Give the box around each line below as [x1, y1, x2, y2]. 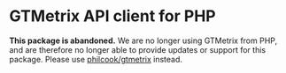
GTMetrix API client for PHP [9, 6, 216, 26]
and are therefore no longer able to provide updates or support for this [9, 44, 267, 55]
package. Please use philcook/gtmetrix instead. [9, 54, 183, 64]
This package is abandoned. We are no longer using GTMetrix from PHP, [9, 35, 277, 46]
